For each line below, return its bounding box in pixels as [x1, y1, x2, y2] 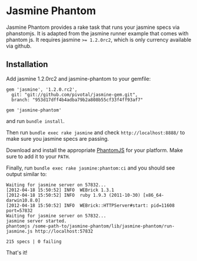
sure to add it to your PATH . [6, 153, 71, 160]
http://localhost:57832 [35, 228, 94, 234]
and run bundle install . [6, 117, 65, 124]
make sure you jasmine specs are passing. [6, 135, 109, 142]
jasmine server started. [6, 218, 67, 224]
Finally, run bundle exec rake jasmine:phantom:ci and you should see [6, 164, 175, 171]
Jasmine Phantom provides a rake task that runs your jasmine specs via [6, 24, 180, 31]
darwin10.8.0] [6, 197, 41, 203]
